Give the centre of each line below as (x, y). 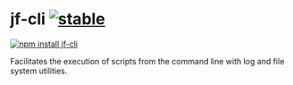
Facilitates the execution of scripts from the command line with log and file (147, 61)
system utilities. (39, 71)
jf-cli (28, 19)
